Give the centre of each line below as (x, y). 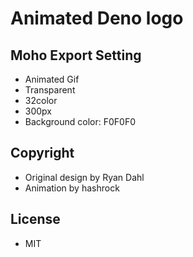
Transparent (50, 90)
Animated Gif (52, 79)
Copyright (42, 153)
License (35, 219)
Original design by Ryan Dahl (84, 177)
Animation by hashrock (72, 188)
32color (41, 100)
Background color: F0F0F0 (80, 121)
